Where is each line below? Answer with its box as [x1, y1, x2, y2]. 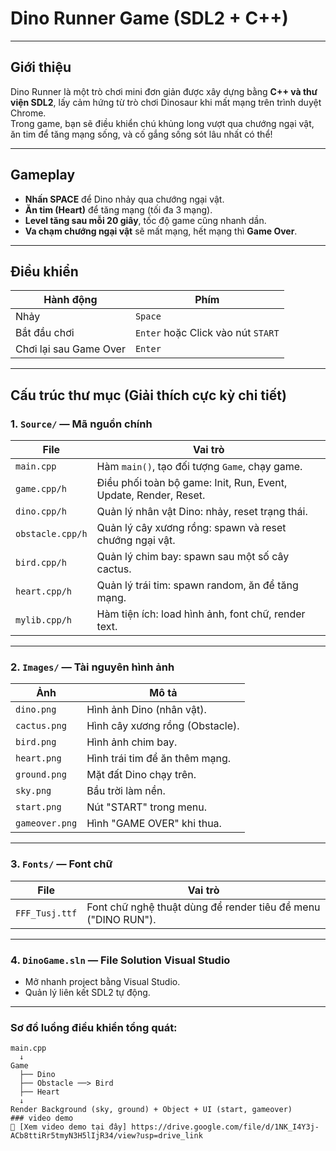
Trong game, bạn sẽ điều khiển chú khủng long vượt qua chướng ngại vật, [10, 117, 315, 129]
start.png [15, 802, 62, 813]
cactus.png [15, 720, 67, 732]
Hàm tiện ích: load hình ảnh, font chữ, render [96, 607, 306, 621]
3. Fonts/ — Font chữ [10, 857, 113, 871]
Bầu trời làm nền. [86, 784, 166, 798]
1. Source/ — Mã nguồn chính [10, 417, 153, 431]
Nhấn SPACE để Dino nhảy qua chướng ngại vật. [24, 193, 225, 205]
